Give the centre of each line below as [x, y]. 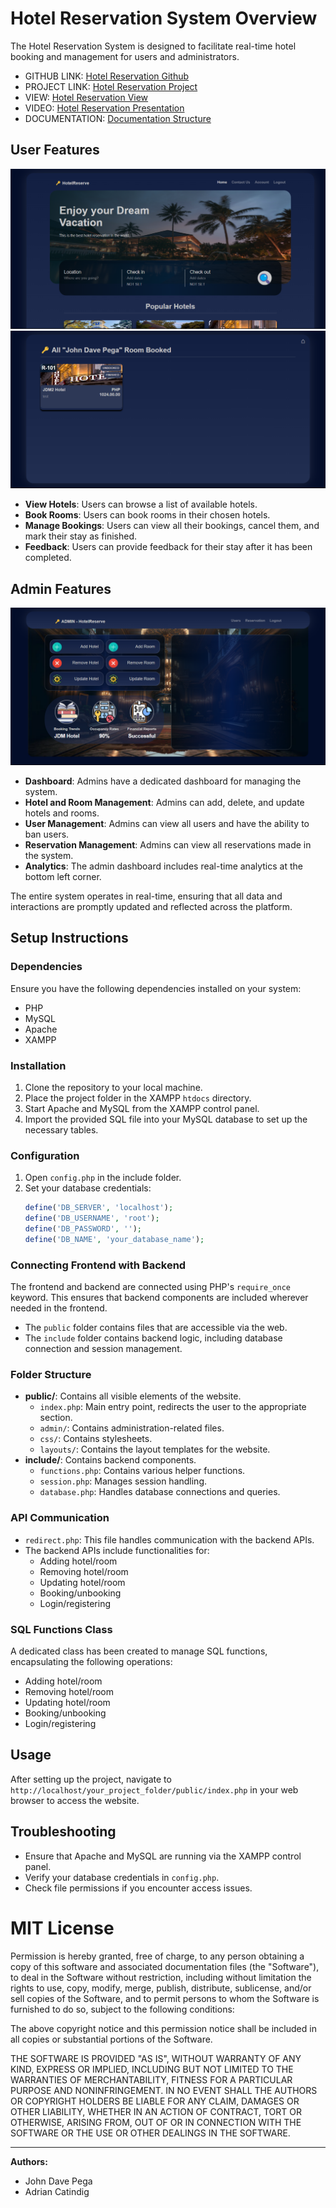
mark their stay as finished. [81, 536]
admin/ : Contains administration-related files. [132, 1428]
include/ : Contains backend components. [110, 1460]
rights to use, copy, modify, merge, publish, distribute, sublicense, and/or [161, 1988]
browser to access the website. [75, 1800]
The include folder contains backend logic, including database [153, 1338]
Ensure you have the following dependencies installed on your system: [156, 988]
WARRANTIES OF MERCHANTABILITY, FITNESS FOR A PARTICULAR [151, 2079]
